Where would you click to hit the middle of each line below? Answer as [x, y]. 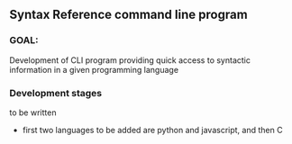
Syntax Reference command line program [128, 15]
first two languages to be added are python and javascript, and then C [152, 130]
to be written [33, 112]
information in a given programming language [94, 69]
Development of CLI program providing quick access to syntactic [130, 60]
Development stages [56, 93]
